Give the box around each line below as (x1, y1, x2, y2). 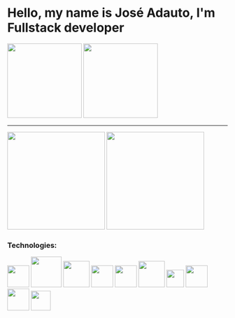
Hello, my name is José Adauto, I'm (7, 5, 215, 21)
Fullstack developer (7, 20, 124, 36)
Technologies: (7, 240, 57, 250)
